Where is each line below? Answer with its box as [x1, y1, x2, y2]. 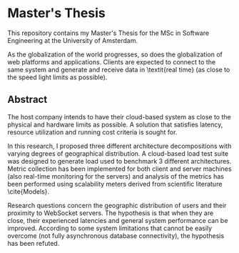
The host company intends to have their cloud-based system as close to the [7, 112, 231, 121]
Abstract [7, 94, 48, 106]
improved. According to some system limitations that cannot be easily [7, 224, 213, 232]
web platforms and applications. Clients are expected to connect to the [7, 57, 216, 66]
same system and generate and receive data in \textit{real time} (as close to [7, 65, 230, 74]
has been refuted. [7, 239, 60, 247]
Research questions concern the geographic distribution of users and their [7, 201, 227, 209]
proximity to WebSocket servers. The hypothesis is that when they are [7, 209, 214, 217]
